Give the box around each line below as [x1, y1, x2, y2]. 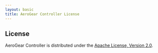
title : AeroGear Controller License [5, 12, 79, 17]
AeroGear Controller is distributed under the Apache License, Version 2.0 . [5, 42, 154, 49]
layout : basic [5, 7, 34, 12]
